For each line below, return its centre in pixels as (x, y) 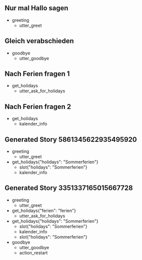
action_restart (34, 253)
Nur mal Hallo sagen (36, 8)
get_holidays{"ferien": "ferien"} (44, 210)
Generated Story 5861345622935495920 (71, 139)
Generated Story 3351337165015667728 (69, 188)
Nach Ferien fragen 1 (37, 74)
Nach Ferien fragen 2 (38, 106)
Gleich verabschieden (39, 41)
